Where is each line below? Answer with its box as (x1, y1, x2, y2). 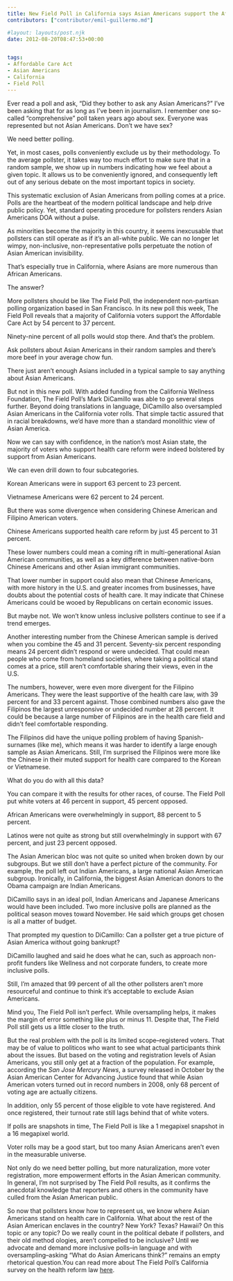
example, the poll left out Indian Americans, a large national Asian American (7, 866, 223, 875)
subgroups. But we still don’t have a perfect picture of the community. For (7, 859, 218, 868)
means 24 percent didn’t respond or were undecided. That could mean (7, 647, 210, 655)
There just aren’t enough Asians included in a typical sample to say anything (7, 366, 225, 375)
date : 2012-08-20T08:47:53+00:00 (7, 35, 104, 42)
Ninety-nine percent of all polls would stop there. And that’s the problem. (7, 332, 215, 340)
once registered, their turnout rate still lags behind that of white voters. (7, 1108, 209, 1116)
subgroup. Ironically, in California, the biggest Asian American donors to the (7, 874, 224, 882)
